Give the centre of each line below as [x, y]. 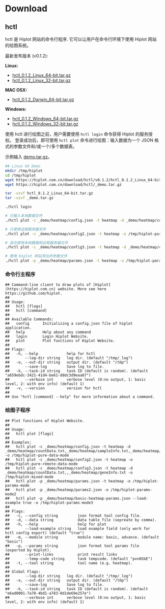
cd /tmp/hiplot [21, 175]
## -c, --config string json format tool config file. [73, 515]
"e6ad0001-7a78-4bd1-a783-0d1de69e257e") [48, 593]
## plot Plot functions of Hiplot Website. [60, 341]
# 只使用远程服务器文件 [26, 229]
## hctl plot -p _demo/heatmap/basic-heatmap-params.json [68, 498]
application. [18, 328]
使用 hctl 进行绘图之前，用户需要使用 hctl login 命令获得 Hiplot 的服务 [77, 134]
